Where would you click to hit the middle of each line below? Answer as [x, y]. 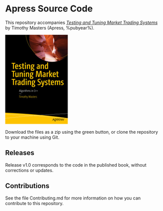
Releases [20, 153]
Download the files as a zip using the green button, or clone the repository [82, 132]
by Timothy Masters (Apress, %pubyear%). [50, 27]
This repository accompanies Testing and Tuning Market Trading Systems [81, 22]
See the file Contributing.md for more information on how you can [73, 198]
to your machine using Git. [32, 137]
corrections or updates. [29, 170]
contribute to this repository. [34, 203]
